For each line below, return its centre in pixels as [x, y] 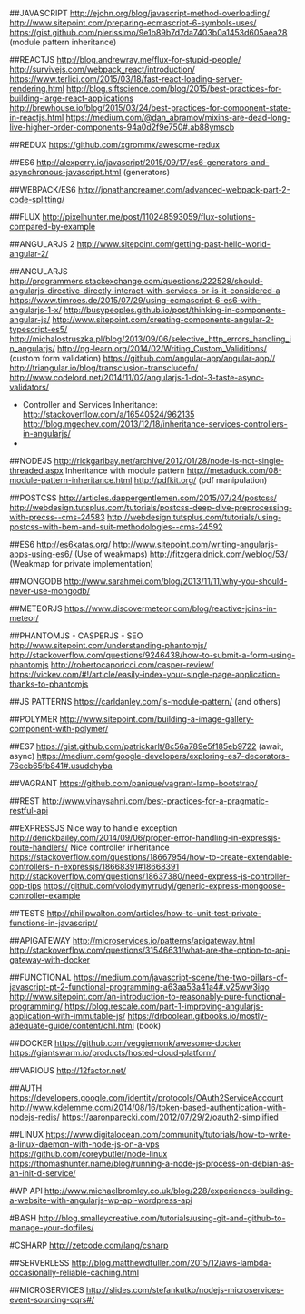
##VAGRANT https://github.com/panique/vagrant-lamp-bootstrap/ [133, 783]
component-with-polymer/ [59, 729]
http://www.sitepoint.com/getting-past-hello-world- [173, 244]
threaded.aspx [36, 470]
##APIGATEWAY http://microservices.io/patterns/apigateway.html [133, 940]
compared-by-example [53, 227]
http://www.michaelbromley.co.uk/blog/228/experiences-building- [169, 1191]
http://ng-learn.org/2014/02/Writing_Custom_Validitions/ [162, 348]
